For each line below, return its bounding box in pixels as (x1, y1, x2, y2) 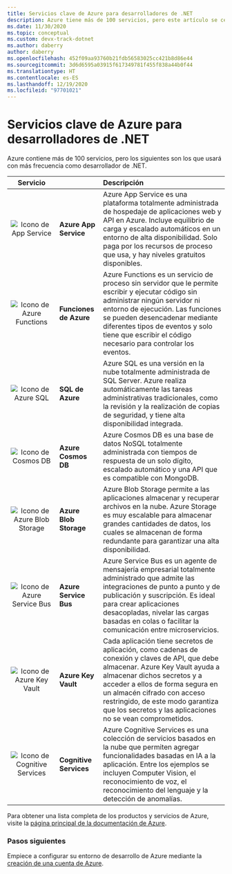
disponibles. (102, 259, 143, 268)
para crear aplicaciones (102, 599, 180, 609)
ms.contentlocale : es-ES (7, 74, 79, 81)
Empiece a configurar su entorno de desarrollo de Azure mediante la (7, 852, 202, 860)
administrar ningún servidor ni (102, 296, 200, 306)
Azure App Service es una (102, 190, 188, 199)
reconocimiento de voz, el (102, 777, 187, 786)
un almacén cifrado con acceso (102, 688, 206, 697)
